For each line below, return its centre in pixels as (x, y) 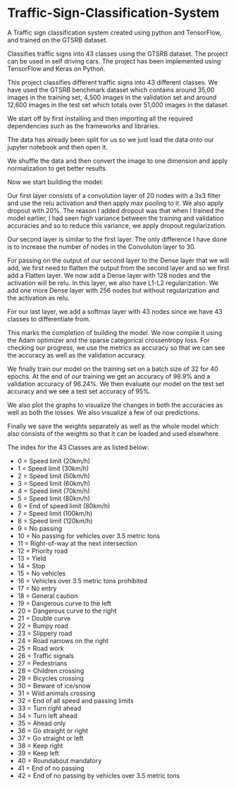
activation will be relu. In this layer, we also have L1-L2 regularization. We (113, 283)
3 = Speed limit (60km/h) (54, 483)
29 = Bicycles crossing (51, 678)
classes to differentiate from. (49, 319)
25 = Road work (41, 648)
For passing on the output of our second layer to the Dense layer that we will (118, 260)
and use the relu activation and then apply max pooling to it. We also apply (116, 203)
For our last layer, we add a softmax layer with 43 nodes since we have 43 (115, 311)
